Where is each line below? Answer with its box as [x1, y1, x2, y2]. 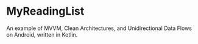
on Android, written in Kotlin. [6, 31, 78, 38]
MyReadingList [6, 4, 85, 18]
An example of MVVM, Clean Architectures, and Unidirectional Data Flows [6, 24, 192, 32]
